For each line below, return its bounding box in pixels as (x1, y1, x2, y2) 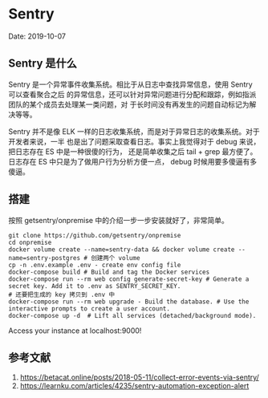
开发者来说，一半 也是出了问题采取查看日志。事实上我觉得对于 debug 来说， (8, 136, 261, 146)
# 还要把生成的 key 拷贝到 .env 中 (8, 290, 115, 298)
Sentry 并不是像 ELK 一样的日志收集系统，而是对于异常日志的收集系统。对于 (8, 126, 260, 136)
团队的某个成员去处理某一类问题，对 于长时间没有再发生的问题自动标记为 (8, 99, 250, 109)
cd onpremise (8, 238, 52, 246)
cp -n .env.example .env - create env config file (8, 261, 181, 269)
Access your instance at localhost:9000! (8, 326, 142, 335)
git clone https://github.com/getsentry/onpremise (8, 231, 181, 239)
